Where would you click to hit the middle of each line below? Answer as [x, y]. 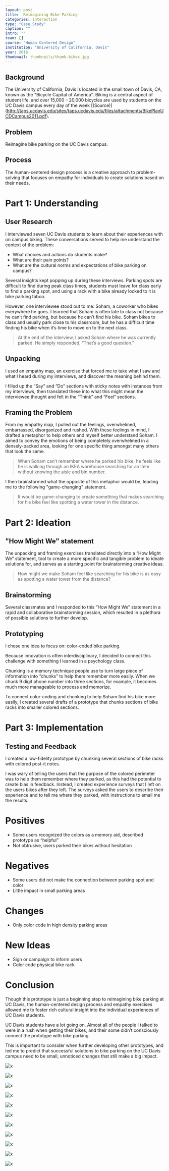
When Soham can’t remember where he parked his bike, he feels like [89, 461]
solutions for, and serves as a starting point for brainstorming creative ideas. [84, 564]
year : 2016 [17, 52]
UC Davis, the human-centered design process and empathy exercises [79, 1004]
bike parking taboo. [25, 296]
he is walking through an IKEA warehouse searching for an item [83, 467]
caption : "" [18, 29]
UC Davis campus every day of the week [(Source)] [59, 105]
